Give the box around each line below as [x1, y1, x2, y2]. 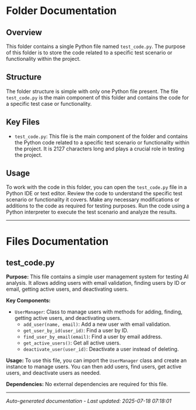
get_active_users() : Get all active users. [23, 339, 121, 346]
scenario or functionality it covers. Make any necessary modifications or [6, 196, 180, 203]
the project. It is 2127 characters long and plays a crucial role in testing [14, 145, 185, 152]
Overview [6, 27, 43, 37]
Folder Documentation [6, 4, 117, 18]
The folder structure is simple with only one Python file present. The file [6, 88, 178, 95]
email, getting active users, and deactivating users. [6, 285, 129, 293]
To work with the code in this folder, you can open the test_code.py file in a [6, 184, 187, 191]
